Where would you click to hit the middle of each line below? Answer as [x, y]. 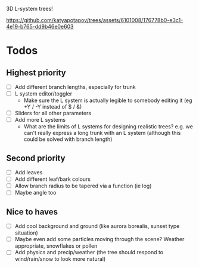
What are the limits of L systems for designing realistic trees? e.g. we [108, 127]
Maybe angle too [35, 193]
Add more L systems [40, 120]
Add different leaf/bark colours [53, 179]
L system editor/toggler [43, 94]
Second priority [36, 158]
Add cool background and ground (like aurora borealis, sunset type [97, 226]
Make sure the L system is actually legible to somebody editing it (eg [108, 100]
